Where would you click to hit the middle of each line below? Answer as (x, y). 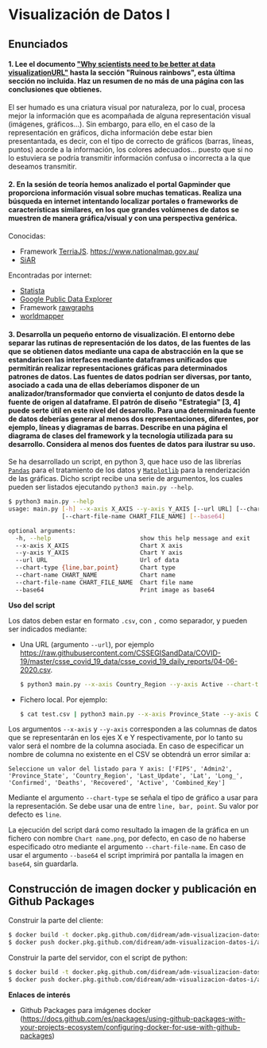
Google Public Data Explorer (66, 299)
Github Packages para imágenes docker (85, 1010)
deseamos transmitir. (43, 166)
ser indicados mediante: (48, 629)
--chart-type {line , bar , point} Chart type (96, 568)
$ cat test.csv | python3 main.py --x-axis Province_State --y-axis (135, 714)
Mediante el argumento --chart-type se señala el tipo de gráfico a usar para (133, 798)
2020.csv (35, 670)
